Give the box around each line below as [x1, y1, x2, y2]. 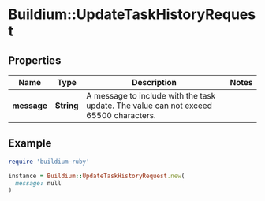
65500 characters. [86, 110, 156, 121]
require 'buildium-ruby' [8, 158, 90, 166]
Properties [8, 54, 62, 67]
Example [8, 136, 52, 151]
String [54, 100, 79, 111]
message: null [15, 179, 62, 187]
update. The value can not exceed [86, 100, 213, 111]
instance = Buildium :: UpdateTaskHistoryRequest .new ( [8, 172, 185, 180]
